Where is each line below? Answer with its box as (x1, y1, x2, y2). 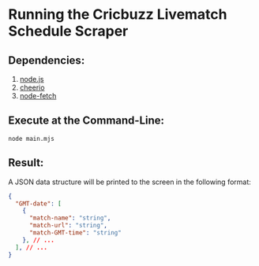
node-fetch (19, 91, 57, 100)
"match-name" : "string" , (28, 214, 111, 222)
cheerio (19, 83, 45, 92)
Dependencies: (8, 54, 85, 67)
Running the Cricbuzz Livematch (8, 6, 227, 24)
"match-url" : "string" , (28, 222, 108, 230)
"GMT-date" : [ (15, 199, 62, 208)
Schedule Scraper (8, 22, 129, 40)
